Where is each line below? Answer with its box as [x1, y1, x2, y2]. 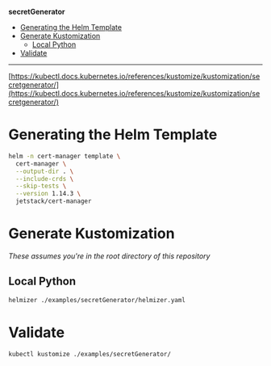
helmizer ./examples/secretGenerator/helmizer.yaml [8, 296, 186, 304]
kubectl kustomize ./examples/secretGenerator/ [8, 350, 172, 358]
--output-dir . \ [15, 167, 74, 175]
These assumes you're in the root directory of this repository [8, 251, 211, 261]
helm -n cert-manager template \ [8, 152, 121, 160]
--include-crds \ [15, 175, 74, 183]
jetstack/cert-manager [15, 197, 92, 205]
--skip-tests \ [15, 182, 67, 191]
